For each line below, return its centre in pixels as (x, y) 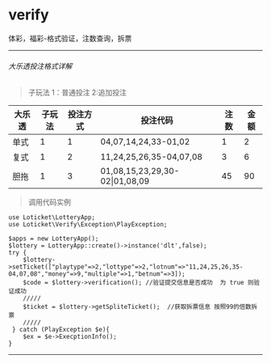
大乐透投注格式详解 (40, 65)
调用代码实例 (49, 202)
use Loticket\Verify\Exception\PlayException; (88, 225)
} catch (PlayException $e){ (61, 330)
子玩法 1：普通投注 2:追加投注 (77, 93)
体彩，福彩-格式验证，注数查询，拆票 (70, 38)
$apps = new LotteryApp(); (54, 239)
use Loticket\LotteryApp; (52, 217)
